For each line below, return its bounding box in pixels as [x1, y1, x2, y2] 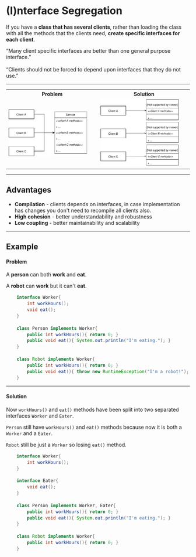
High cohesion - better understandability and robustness [14, 213, 152, 220]
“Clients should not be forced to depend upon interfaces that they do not [6, 66, 181, 73]
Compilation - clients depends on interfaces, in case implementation [14, 200, 180, 207]
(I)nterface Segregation [6, 4, 123, 18]
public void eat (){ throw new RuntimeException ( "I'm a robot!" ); [27, 368, 190, 374]
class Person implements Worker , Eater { [16, 503, 116, 508]
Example [6, 242, 38, 252]
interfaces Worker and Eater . [6, 412, 74, 419]
